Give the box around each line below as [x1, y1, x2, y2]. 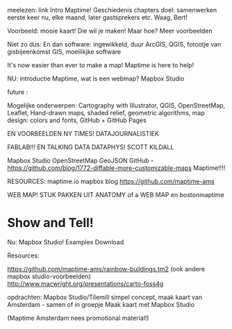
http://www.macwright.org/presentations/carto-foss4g [7, 279, 164, 287]
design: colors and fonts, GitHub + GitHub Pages [7, 116, 147, 124]
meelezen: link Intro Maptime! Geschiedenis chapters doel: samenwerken [7, 6, 217, 14]
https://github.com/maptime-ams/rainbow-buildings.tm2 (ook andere [7, 264, 206, 273]
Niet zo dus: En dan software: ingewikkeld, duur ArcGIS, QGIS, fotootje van [7, 40, 222, 48]
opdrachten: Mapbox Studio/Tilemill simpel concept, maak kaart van [7, 293, 203, 301]
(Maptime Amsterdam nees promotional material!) [7, 314, 149, 322]
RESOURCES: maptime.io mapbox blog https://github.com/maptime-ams [7, 177, 215, 185]
